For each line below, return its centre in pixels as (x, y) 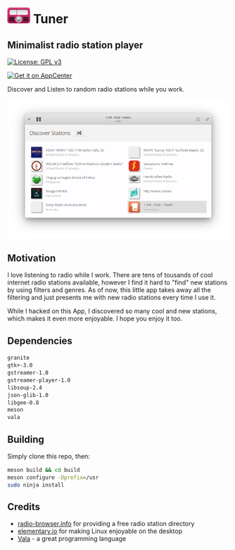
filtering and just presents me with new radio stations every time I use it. (112, 298)
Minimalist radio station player (75, 45)
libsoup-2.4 (25, 387)
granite (19, 358)
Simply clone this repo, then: (49, 456)
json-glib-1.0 (28, 395)
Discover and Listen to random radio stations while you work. (96, 89)
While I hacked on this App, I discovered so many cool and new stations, (112, 311)
